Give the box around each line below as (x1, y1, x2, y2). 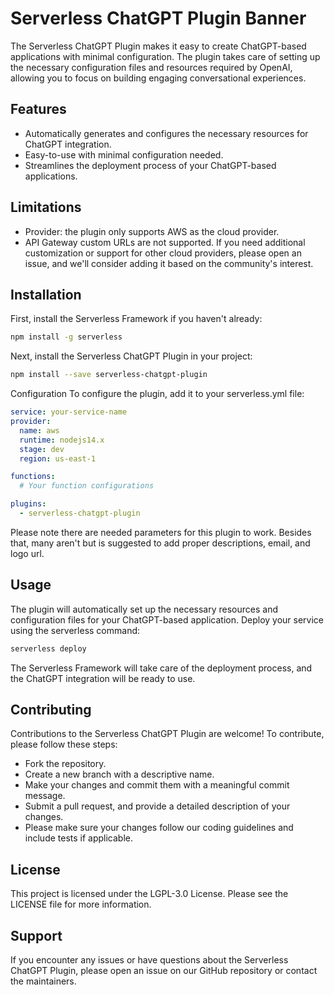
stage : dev (19, 444, 65, 454)
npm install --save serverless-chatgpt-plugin (10, 370, 208, 380)
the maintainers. (10, 975, 77, 987)
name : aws (19, 425, 60, 436)
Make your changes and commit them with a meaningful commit (24, 779, 290, 791)
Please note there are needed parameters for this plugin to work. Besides (10, 526, 312, 538)
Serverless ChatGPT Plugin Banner (10, 7, 307, 30)
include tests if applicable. (24, 832, 134, 844)
